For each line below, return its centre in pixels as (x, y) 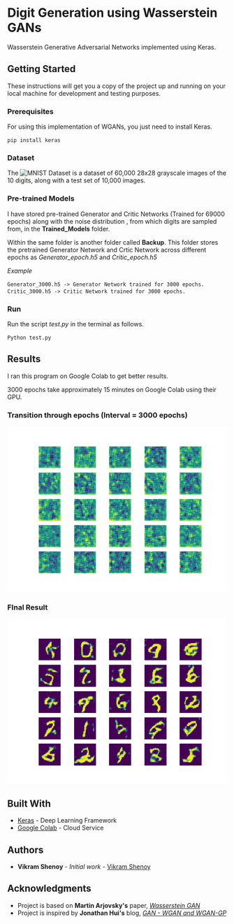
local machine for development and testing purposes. (84, 93)
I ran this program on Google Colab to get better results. (88, 376)
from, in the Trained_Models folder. (59, 229)
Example (20, 270)
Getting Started (42, 69)
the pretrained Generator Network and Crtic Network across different (107, 250)
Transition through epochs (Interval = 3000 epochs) (97, 415)
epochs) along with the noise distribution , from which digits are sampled (112, 221)
